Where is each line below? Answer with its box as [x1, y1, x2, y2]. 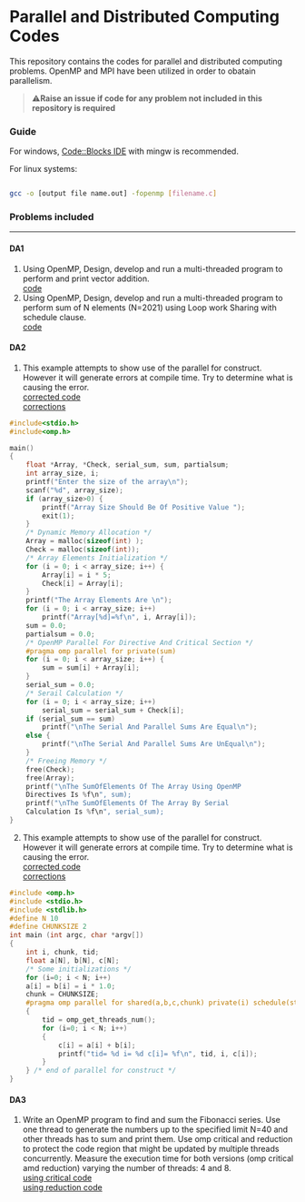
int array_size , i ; [25, 469, 100, 479]
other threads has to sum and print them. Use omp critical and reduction [22, 1134, 293, 1145]
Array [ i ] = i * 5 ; [42, 571, 112, 580]
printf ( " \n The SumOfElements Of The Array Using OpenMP [25, 782, 242, 791]
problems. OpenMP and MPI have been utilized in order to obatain [9, 66, 256, 76]
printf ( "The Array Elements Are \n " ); [25, 596, 172, 605]
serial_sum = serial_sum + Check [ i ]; [42, 705, 184, 715]
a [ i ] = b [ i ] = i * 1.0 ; [25, 981, 116, 991]
